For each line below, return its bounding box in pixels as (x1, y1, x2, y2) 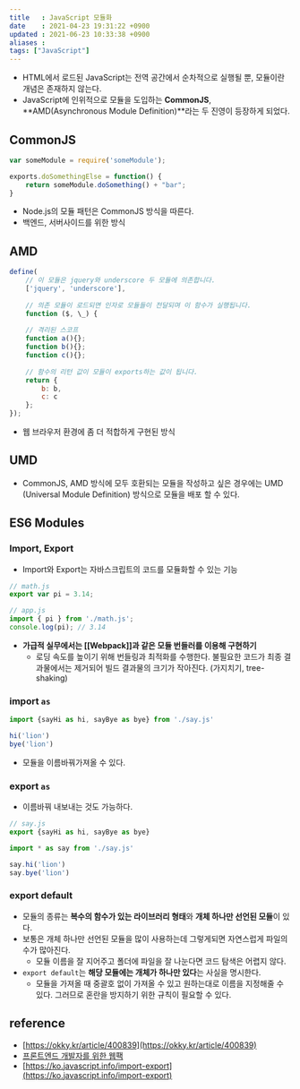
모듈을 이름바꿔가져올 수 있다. (21, 757, 126, 767)
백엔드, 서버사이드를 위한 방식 (21, 217, 126, 228)
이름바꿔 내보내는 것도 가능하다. (21, 802, 133, 812)
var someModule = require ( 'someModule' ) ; (9, 156, 167, 165)
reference (9, 1016, 65, 1031)
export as (9, 780, 51, 793)
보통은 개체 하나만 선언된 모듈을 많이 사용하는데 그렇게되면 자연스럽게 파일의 (21, 933, 288, 944)
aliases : (9, 38, 47, 47)
